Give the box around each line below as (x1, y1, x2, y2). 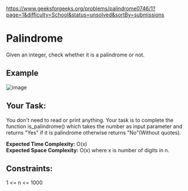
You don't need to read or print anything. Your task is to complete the (6, 116, 174, 123)
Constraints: (6, 163, 53, 173)
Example (6, 68, 39, 78)
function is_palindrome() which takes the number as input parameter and (6, 123, 183, 130)
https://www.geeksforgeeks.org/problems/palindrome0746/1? (6, 5, 156, 12)
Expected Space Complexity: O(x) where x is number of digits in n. (6, 146, 170, 153)
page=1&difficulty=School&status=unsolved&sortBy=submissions (6, 11, 164, 18)
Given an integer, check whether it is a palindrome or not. (6, 51, 145, 58)
